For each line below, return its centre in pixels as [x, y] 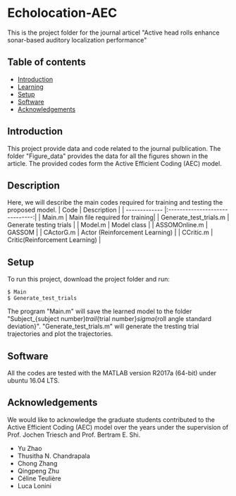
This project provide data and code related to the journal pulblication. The [114, 148]
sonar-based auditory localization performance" [77, 40]
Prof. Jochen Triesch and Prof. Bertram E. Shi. [74, 435]
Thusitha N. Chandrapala [54, 456]
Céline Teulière [39, 478]
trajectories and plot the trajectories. [60, 334]
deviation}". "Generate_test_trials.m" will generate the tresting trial [103, 327]
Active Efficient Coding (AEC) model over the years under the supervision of [118, 427]
